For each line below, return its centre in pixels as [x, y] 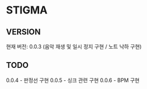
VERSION [23, 32]
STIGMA [27, 10]
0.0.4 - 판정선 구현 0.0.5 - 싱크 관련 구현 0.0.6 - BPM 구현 [73, 80]
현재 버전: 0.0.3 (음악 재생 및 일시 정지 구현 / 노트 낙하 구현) [74, 47]
